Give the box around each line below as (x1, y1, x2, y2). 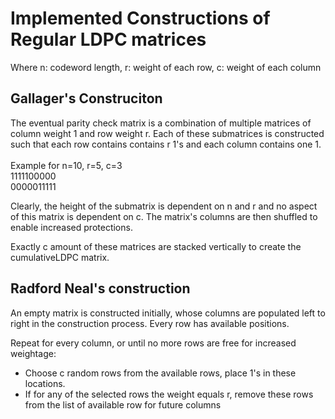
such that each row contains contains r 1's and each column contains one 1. (10, 138, 322, 150)
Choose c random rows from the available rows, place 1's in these (24, 367, 297, 379)
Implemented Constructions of (10, 7, 271, 30)
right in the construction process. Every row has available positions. (10, 317, 290, 329)
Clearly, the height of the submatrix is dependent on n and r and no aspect (10, 200, 318, 212)
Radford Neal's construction (10, 280, 191, 297)
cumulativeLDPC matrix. (10, 251, 110, 263)
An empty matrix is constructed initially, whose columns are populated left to (10, 307, 326, 319)
